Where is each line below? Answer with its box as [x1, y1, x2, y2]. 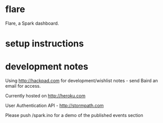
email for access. [5, 83, 41, 89]
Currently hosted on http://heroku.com [5, 93, 86, 99]
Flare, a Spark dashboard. [5, 20, 59, 26]
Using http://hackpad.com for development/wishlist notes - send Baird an [5, 78, 158, 84]
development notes [5, 61, 88, 73]
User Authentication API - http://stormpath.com [5, 102, 104, 109]
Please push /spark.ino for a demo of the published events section [5, 112, 144, 118]
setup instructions [5, 38, 84, 49]
